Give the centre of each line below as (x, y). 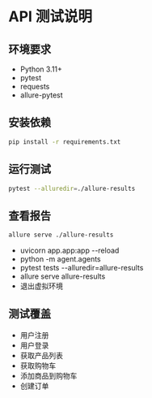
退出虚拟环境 (41, 286)
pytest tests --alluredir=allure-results (82, 268)
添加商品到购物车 (49, 375)
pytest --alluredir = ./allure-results (72, 188)
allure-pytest (41, 95)
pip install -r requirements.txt (65, 142)
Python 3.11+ (41, 69)
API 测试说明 (51, 17)
